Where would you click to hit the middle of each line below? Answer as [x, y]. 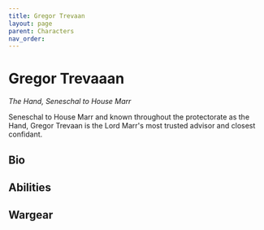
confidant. [26, 134]
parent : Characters [41, 31]
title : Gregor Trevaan [47, 16]
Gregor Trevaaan [67, 79]
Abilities [30, 187]
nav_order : [27, 39]
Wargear [31, 215]
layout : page [30, 24]
